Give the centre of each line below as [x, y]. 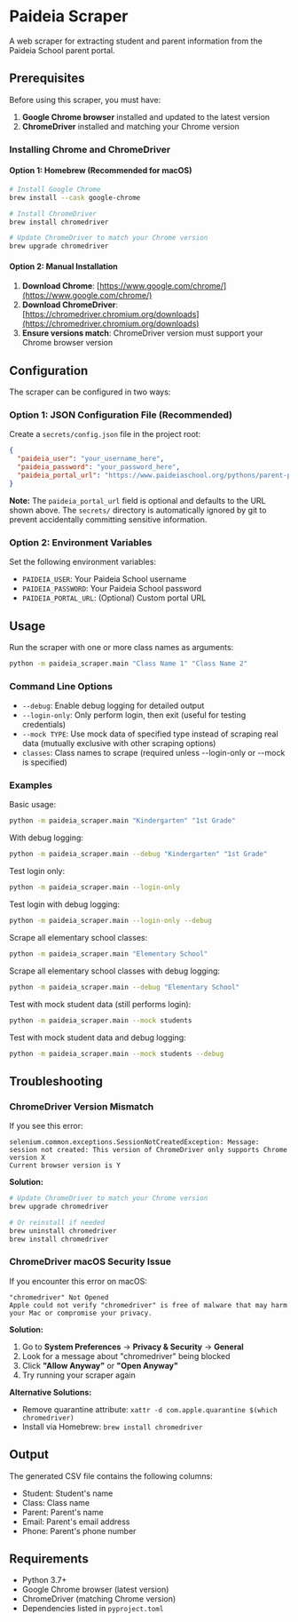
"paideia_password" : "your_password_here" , [98, 467]
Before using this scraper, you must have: [85, 99]
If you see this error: [46, 1126]
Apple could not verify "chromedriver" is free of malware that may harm [149, 1305]
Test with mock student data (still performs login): [100, 1004]
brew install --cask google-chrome [75, 197]
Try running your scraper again [78, 1375]
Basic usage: [33, 805]
